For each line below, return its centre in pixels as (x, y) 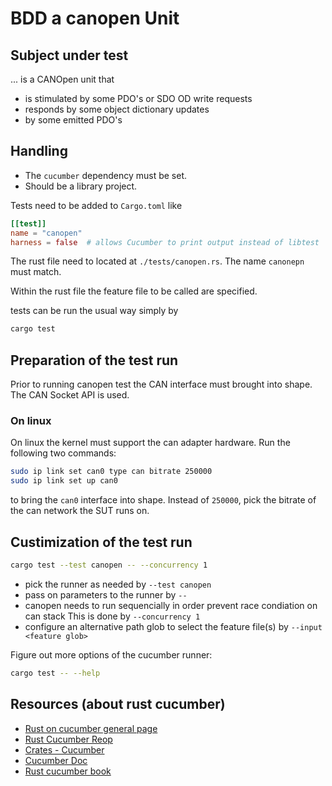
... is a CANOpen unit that (62, 79)
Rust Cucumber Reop (68, 739)
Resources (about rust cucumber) (118, 704)
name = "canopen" (46, 233)
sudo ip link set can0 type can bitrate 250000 (111, 472)
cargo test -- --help (55, 673)
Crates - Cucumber (64, 749)
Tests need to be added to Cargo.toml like (96, 205)
